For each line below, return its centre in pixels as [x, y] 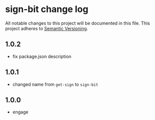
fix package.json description [42, 56]
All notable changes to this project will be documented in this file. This [78, 23]
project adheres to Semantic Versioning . [47, 28]
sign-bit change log [47, 9]
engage [20, 112]
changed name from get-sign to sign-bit [55, 84]
